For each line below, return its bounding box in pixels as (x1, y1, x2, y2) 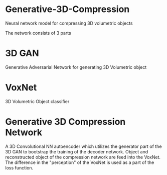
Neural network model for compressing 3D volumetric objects (5, 20, 133, 26)
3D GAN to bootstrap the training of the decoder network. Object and (5, 148, 148, 154)
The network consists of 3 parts (5, 30, 71, 36)
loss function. (5, 164, 34, 170)
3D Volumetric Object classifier (5, 98, 70, 104)
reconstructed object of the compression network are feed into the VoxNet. (5, 154, 161, 160)
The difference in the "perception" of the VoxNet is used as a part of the (5, 159, 154, 165)
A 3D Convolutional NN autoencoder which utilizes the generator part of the (5, 143, 162, 149)
